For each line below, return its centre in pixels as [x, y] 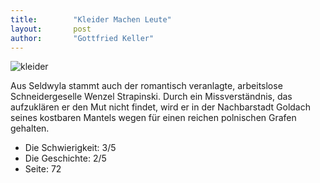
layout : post [51, 29]
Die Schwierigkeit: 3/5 [70, 148]
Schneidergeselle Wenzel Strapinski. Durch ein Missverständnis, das [151, 97]
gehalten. [30, 128]
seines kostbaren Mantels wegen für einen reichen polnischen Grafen [153, 118]
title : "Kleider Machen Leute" [91, 19]
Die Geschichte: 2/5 [65, 158]
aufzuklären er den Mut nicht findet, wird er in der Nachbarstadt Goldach [160, 107]
